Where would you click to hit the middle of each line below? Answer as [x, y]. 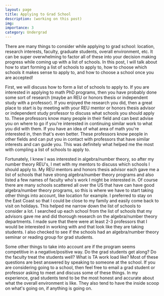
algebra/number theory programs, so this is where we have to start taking [79, 190]
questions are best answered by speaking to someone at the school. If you [80, 262]
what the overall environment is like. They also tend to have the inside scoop [82, 283]
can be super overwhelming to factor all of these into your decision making [81, 57]
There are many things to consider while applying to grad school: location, [80, 46]
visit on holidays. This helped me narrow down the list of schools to [73, 206]
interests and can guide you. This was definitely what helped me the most [80, 144]
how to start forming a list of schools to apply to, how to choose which [76, 67]
